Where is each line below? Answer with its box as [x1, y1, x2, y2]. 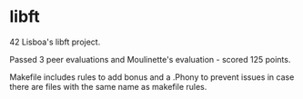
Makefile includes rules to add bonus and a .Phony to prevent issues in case [9, 71, 295, 83]
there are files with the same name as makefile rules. [9, 81, 207, 92]
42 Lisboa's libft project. [9, 36, 101, 47]
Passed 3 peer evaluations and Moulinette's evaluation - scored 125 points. [9, 54, 291, 64]
